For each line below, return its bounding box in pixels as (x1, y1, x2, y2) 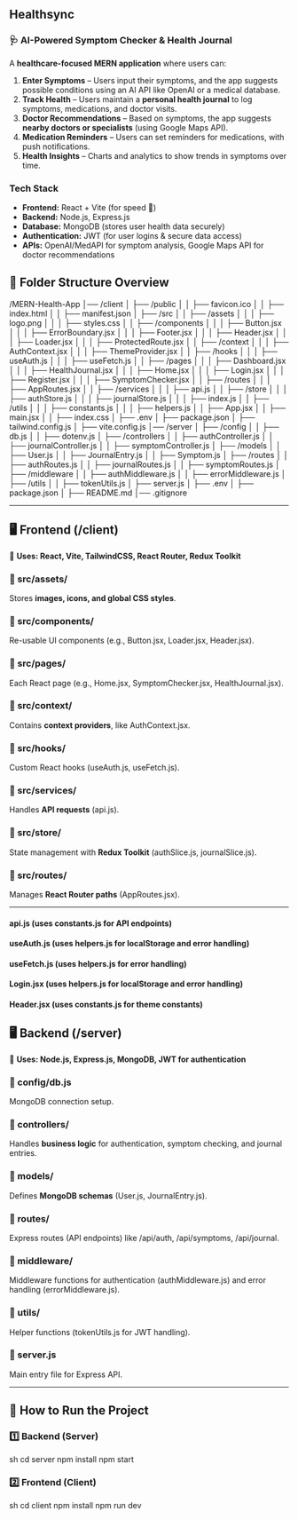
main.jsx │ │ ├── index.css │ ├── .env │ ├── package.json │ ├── (9, 412, 255, 423)
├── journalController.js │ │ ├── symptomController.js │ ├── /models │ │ (9, 439, 281, 451)
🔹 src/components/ (9, 614, 95, 627)
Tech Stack (9, 182, 59, 194)
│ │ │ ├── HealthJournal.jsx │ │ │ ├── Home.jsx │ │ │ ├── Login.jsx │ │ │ (9, 364, 286, 376)
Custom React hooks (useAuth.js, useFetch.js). (9, 763, 180, 773)
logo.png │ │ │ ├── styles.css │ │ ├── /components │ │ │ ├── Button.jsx (9, 317, 282, 328)
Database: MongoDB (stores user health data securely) (21, 221, 225, 232)
